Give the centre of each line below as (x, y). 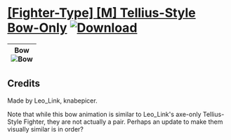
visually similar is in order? (46, 129)
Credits (24, 83)
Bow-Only (37, 28)
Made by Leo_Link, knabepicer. (52, 101)
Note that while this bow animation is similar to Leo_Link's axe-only (104, 114)
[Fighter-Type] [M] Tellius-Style (102, 13)
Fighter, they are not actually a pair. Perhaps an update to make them (123, 122)
